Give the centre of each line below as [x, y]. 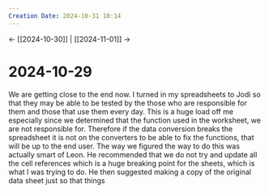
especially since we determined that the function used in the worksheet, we [135, 120]
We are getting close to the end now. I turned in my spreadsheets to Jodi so [134, 94]
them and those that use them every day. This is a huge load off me [121, 111]
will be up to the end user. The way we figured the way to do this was [124, 146]
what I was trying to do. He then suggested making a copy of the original [130, 172]
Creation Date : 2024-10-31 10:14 [65, 16]
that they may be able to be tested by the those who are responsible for [128, 103]
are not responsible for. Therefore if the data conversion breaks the [121, 129]
